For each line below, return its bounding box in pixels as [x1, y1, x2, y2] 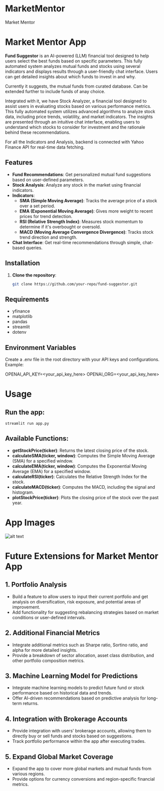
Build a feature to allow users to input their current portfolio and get [12, 594, 148, 600]
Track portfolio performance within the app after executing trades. [12, 738, 146, 744]
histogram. [12, 489, 34, 495]
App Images [5, 517, 55, 528]
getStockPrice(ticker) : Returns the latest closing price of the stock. [12, 447, 149, 453]
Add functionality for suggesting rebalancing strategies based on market [12, 609, 159, 615]
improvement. [12, 604, 41, 610]
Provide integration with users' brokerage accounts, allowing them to [12, 728, 152, 734]
